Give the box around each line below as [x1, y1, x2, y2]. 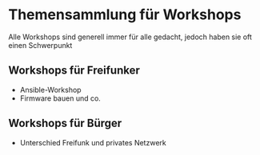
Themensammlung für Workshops [8, 6, 242, 24]
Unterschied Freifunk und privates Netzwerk [19, 137, 166, 147]
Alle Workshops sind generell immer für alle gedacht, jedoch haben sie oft [8, 32, 252, 42]
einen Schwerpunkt [8, 40, 73, 50]
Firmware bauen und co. [19, 93, 102, 103]
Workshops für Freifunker [8, 64, 140, 77]
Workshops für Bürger [8, 117, 122, 130]
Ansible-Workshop [19, 85, 82, 94]
